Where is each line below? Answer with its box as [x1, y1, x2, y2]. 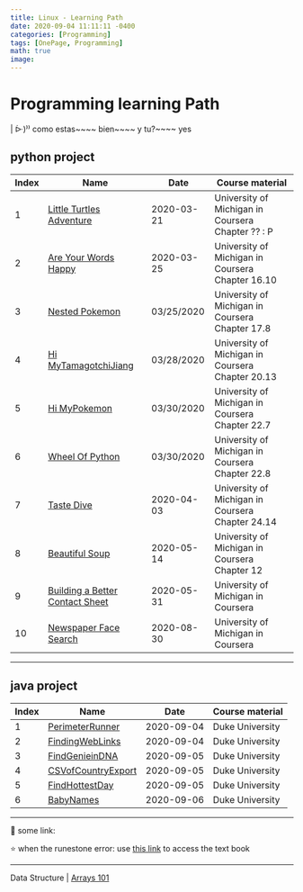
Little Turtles [48, 203, 101, 215]
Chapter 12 [214, 563, 263, 576]
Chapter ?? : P [214, 225, 273, 238]
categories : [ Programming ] [10, 30, 111, 39]
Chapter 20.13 [214, 370, 277, 383]
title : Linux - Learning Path [10, 13, 124, 23]
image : [10, 55, 35, 64]
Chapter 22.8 [214, 467, 272, 480]
